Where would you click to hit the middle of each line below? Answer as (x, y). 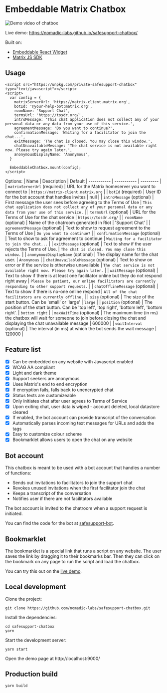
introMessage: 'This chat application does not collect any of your (87, 119)
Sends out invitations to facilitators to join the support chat (73, 483)
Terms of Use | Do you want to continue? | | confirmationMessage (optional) (83, 233)
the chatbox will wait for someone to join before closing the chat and (76, 318)
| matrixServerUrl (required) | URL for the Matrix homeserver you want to (81, 186)
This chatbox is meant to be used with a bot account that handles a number (83, 468)
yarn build (16, 686)
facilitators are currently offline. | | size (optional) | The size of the (80, 297)
